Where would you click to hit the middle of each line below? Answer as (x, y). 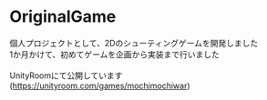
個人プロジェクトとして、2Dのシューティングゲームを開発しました (134, 43)
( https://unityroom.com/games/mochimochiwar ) (100, 85)
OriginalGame (63, 17)
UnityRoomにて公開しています (66, 75)
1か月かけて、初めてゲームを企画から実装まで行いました (115, 54)
